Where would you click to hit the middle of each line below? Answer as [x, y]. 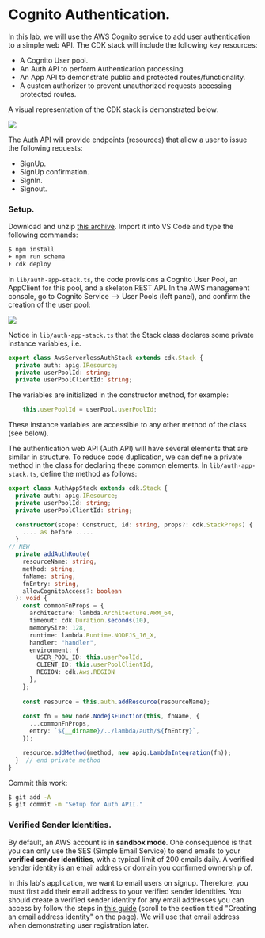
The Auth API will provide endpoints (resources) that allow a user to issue [128, 140]
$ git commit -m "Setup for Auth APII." [76, 805]
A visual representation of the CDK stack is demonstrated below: [114, 109]
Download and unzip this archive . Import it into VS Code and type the [121, 227]
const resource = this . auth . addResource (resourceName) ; [117, 702]
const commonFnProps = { [63, 606]
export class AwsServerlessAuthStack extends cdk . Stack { [106, 358]
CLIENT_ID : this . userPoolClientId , [95, 665]
